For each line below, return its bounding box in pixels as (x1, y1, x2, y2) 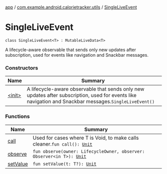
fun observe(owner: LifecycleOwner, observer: (32, 149, 145, 154)
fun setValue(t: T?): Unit (32, 161, 97, 167)
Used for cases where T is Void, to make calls (32, 134, 139, 141)
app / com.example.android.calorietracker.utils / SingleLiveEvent (5, 4, 137, 10)
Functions (5, 113, 30, 120)
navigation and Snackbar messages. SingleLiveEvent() (26, 98, 155, 105)
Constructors (5, 64, 38, 71)
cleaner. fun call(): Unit (32, 140, 93, 147)
